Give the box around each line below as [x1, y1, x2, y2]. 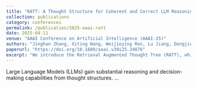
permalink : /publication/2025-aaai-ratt [6, 25, 107, 31]
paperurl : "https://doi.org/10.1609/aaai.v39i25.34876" [6, 47, 145, 53]
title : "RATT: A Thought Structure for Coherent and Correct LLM [6, 8, 169, 15]
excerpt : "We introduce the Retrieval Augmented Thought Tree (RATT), [6, 52, 182, 58]
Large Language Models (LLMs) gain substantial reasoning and [6, 68, 159, 75]
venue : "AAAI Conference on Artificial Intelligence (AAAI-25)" [6, 36, 167, 41]
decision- [159, 68, 183, 75]
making [6, 74, 25, 81]
